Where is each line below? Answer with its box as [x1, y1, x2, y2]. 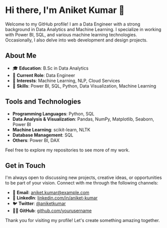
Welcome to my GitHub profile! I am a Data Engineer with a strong [5, 21, 140, 27]
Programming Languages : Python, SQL [12, 110, 95, 116]
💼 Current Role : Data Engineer [12, 72, 75, 78]
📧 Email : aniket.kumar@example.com [12, 189, 89, 195]
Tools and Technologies [5, 97, 81, 106]
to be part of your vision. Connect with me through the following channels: [5, 180, 158, 186]
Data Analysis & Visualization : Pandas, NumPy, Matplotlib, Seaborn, [12, 116, 154, 122]
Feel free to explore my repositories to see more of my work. [5, 147, 130, 153]
